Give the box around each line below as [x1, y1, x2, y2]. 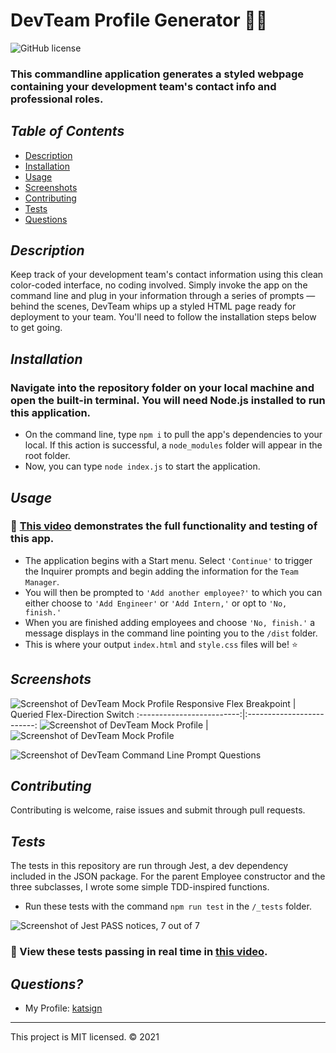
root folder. [24, 450, 71, 462]
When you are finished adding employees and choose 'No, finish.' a [24, 616, 316, 628]
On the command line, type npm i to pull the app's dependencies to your [24, 429, 323, 441]
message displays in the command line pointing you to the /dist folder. [24, 627, 318, 639]
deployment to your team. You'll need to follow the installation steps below [10, 311, 317, 323]
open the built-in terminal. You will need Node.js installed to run [10, 393, 326, 407]
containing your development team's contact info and [10, 79, 277, 93]
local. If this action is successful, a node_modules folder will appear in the [24, 439, 323, 451]
